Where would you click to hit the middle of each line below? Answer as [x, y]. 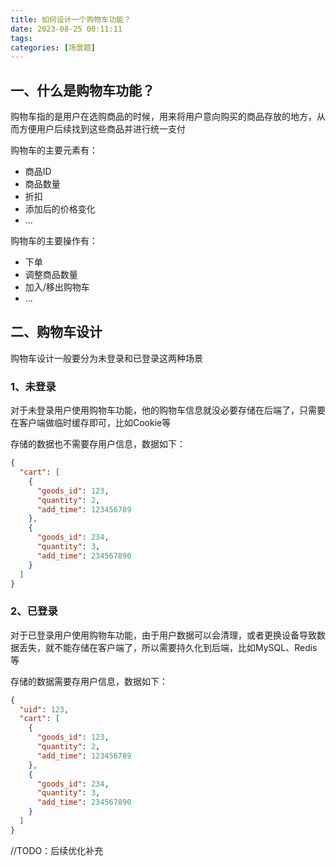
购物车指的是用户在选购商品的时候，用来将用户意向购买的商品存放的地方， [163, 117]
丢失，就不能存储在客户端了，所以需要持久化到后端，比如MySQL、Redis [168, 647]
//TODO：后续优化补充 [57, 850]
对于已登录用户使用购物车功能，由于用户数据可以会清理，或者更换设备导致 [163, 635]
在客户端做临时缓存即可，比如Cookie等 [91, 423]
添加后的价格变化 [60, 209]
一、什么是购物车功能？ [82, 90]
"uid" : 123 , [44, 709]
